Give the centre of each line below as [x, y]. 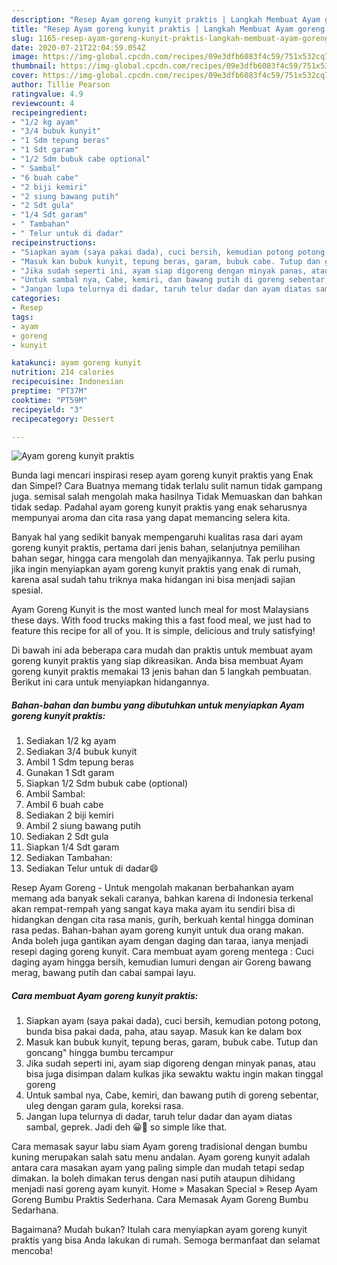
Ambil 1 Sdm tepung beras [79, 762]
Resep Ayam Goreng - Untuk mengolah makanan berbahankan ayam [152, 888]
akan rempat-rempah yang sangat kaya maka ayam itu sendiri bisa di [153, 909]
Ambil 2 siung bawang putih [83, 826]
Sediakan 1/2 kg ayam [71, 741]
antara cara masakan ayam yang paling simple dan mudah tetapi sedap [158, 1168]
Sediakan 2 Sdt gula [67, 837]
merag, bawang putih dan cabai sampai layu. [104, 973]
